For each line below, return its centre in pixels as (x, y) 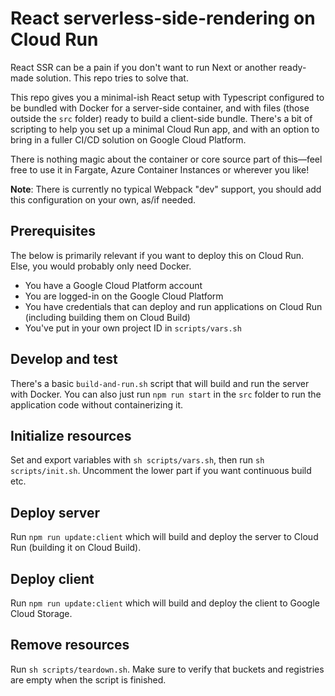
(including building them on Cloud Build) (107, 317)
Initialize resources (71, 435)
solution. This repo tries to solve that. (112, 78)
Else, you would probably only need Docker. (101, 266)
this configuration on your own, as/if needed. (103, 199)
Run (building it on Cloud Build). (76, 548)
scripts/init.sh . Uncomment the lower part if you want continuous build (161, 471)
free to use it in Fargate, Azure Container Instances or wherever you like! (160, 169)
